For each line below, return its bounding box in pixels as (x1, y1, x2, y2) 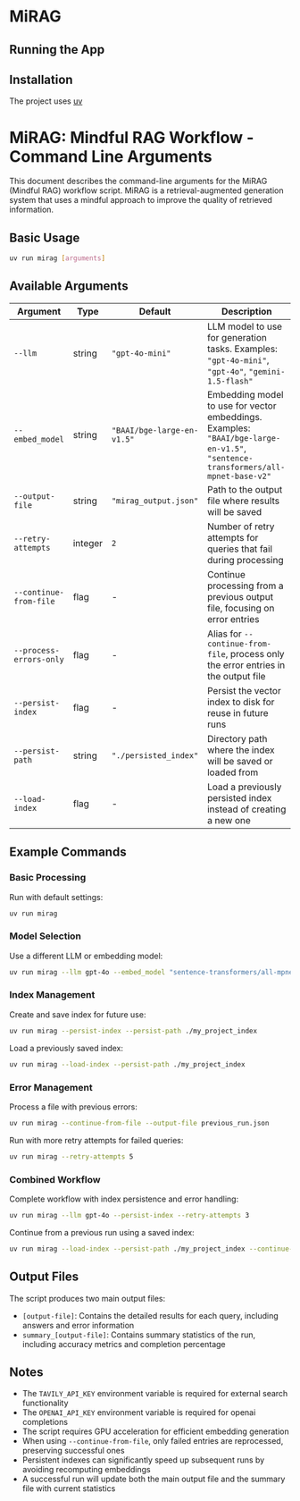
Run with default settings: (9, 891, 104, 902)
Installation (9, 72, 73, 87)
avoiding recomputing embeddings (21, 1464, 152, 1475)
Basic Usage (9, 230, 80, 245)
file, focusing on (206, 602, 275, 614)
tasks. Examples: (206, 342, 279, 355)
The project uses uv (9, 96, 83, 106)
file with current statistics (21, 1483, 116, 1494)
